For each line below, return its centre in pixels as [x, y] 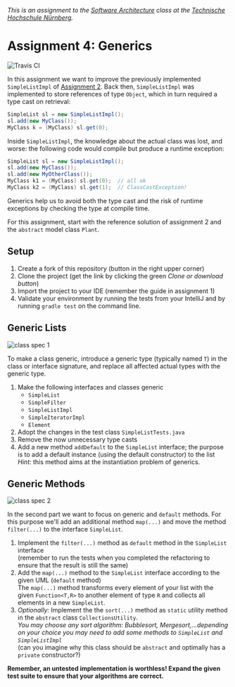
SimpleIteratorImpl [57, 418]
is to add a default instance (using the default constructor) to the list [116, 454]
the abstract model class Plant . [53, 229]
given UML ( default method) [59, 580]
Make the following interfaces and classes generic [90, 387]
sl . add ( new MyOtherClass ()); [50, 174]
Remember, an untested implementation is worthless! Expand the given [114, 669]
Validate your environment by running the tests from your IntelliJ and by [121, 298]
